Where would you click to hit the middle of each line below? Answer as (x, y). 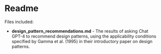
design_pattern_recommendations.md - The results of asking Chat (80, 31)
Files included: (19, 22)
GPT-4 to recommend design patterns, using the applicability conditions (84, 36)
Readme (22, 8)
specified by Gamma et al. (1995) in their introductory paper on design (82, 41)
